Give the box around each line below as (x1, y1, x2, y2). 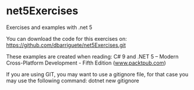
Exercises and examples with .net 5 (6, 24, 93, 31)
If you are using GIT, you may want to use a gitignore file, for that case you (6, 70, 189, 78)
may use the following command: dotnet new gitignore (6, 77, 139, 84)
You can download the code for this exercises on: (6, 35, 128, 42)
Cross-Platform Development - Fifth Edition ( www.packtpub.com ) (6, 59, 166, 66)
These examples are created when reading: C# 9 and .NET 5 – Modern (6, 53, 179, 60)
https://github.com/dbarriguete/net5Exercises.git (6, 41, 126, 49)
